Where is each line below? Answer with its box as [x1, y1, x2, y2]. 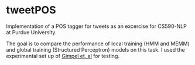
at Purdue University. [6, 28, 57, 35]
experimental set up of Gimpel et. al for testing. [6, 52, 120, 59]
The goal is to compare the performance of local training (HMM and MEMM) [6, 40, 190, 47]
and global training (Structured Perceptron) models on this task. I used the [6, 46, 186, 53]
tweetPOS [6, 3, 56, 17]
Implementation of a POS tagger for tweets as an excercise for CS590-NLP [6, 23, 187, 30]
